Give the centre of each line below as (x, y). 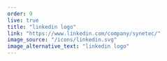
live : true (23, 20)
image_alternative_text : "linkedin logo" (68, 46)
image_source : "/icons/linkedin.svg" (62, 40)
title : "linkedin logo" (42, 27)
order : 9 (20, 14)
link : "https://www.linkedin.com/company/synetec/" (84, 33)
